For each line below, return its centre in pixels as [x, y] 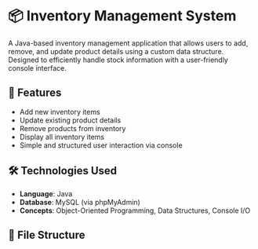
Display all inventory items [62, 137]
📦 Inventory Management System [122, 16]
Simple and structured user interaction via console [101, 145]
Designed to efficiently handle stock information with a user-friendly [118, 60]
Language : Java [46, 193]
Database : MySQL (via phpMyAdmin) [80, 202]
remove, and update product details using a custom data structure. [116, 51]
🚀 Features [35, 93]
